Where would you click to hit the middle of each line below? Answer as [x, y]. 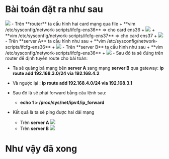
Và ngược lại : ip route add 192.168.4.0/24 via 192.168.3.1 [72, 83]
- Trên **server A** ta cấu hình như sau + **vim [56, 41]
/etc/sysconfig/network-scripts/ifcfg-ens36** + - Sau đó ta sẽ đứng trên [84, 53]
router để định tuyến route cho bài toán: [47, 58]
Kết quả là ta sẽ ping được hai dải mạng [53, 112]
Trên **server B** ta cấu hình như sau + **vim [114, 47]
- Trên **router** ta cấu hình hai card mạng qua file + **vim [73, 24]
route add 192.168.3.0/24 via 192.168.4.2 [56, 73]
